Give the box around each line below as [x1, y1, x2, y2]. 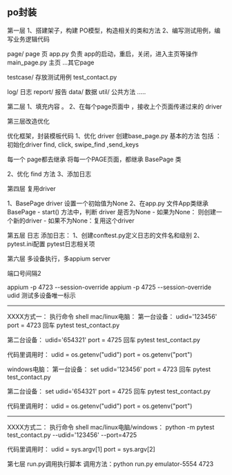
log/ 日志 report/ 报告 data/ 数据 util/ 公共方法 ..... [7, 87, 146, 95]
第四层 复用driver [7, 184, 57, 192]
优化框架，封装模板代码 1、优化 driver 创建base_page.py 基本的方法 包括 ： [7, 131, 222, 140]
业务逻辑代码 [12, 35, 50, 43]
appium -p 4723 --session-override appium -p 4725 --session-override [7, 283, 212, 291]
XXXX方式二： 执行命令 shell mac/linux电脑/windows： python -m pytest [7, 422, 215, 431]
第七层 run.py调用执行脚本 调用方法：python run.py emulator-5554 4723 [7, 459, 214, 468]
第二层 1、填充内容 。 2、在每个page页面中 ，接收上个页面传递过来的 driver [7, 102, 222, 111]
